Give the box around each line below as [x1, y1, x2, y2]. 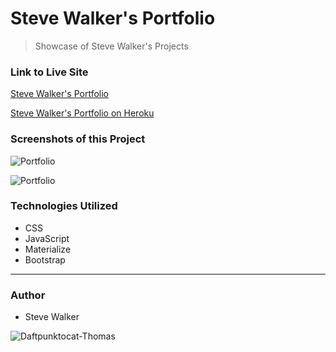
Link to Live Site [10, 65, 89, 79]
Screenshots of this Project [10, 132, 146, 146]
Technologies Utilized [10, 199, 118, 213]
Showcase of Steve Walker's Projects [34, 40, 189, 52]
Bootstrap [24, 253, 66, 266]
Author [10, 288, 46, 302]
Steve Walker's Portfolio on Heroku [10, 107, 155, 119]
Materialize [24, 243, 72, 255]
